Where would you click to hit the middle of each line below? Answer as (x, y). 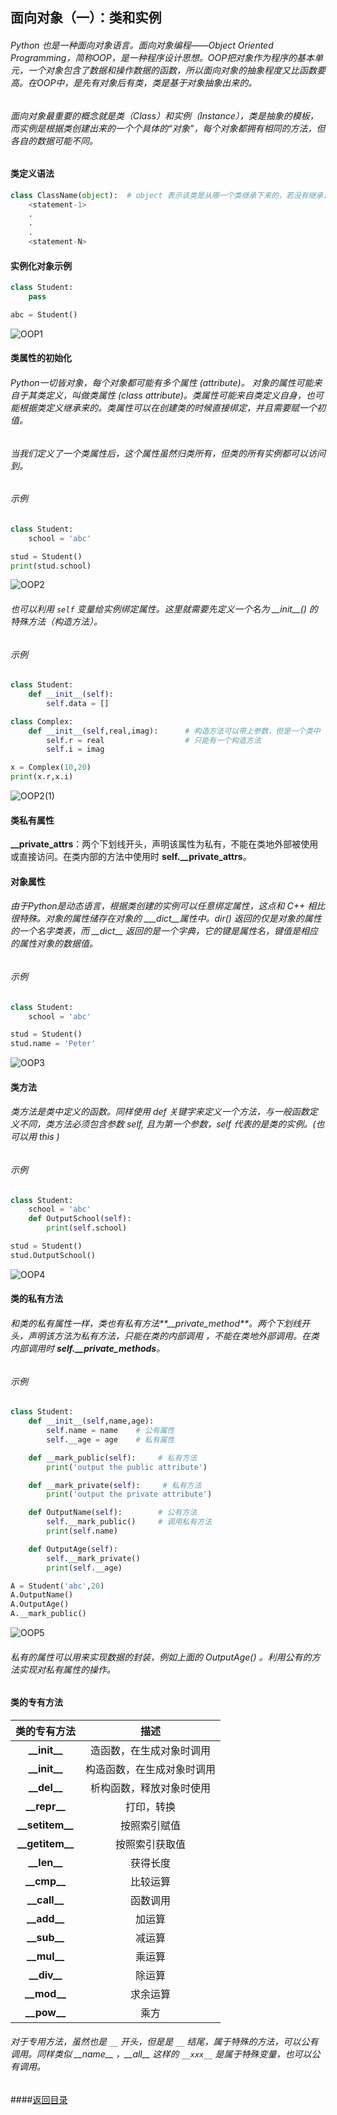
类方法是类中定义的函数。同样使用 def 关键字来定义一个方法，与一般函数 (160, 1112)
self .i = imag (75, 749)
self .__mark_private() (93, 1558)
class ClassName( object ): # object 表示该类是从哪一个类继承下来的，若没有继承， (171, 195)
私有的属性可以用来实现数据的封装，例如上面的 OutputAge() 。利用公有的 (161, 1657)
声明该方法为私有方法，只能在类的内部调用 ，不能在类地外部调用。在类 (173, 1336)
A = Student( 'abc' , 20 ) (57, 1586)
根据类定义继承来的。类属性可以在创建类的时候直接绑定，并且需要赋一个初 (172, 408)
